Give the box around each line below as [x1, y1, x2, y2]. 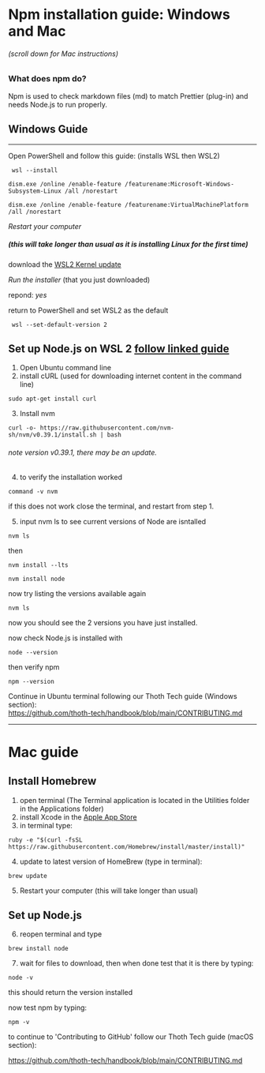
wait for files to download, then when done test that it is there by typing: [19, 959, 254, 968]
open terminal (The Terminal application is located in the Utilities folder [19, 795, 250, 805]
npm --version [8, 677, 55, 685]
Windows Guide [8, 122, 88, 136]
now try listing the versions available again [8, 588, 147, 598]
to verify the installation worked [19, 472, 123, 482]
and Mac [8, 22, 66, 40]
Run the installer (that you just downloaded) [8, 275, 151, 284]
